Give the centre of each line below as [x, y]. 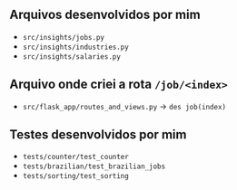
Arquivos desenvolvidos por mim [105, 15]
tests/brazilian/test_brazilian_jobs [94, 166]
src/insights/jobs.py [63, 37]
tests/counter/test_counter [75, 157]
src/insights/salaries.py [71, 57]
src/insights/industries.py [75, 47]
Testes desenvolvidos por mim [98, 135]
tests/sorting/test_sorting [75, 176]
